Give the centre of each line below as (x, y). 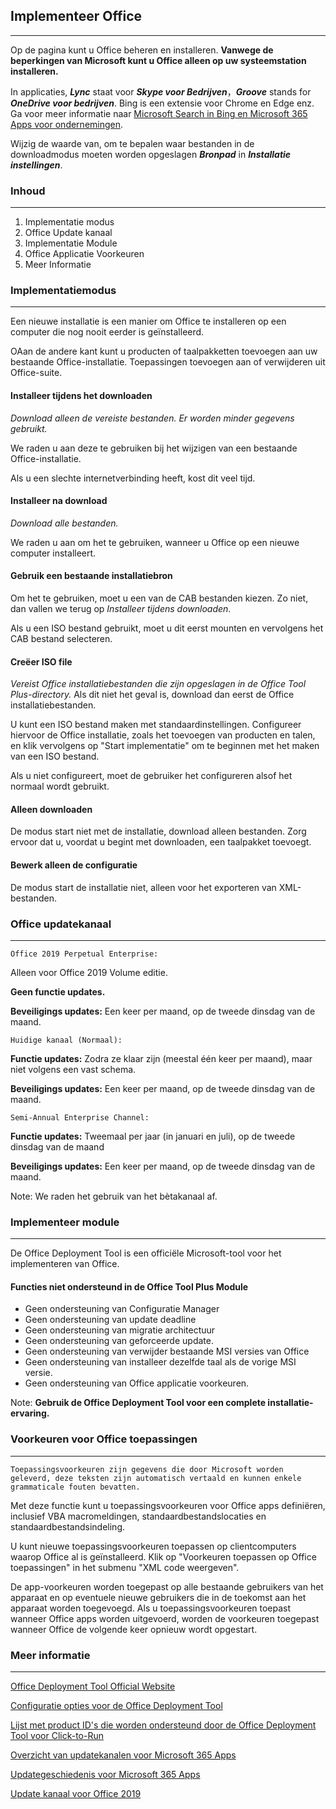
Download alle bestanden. (64, 523)
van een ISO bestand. (55, 756)
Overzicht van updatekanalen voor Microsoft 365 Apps (123, 1755)
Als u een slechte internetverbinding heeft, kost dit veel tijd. (133, 478)
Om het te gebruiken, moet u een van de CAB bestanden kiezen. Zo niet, (159, 598)
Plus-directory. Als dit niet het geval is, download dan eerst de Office (152, 695)
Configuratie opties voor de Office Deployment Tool (116, 1706)
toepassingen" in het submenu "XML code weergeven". (125, 1567)
